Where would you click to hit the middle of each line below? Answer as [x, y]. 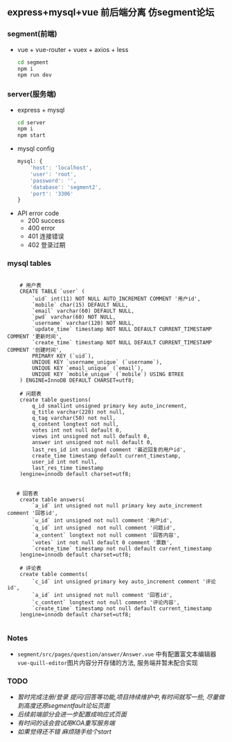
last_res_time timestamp [68, 468]
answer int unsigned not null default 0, [93, 442]
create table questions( [55, 400]
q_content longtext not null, [75, 424]
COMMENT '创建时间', [35, 350]
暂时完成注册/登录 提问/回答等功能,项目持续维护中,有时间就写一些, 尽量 [118, 697]
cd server [32, 123]
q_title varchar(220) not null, [79, 412]
